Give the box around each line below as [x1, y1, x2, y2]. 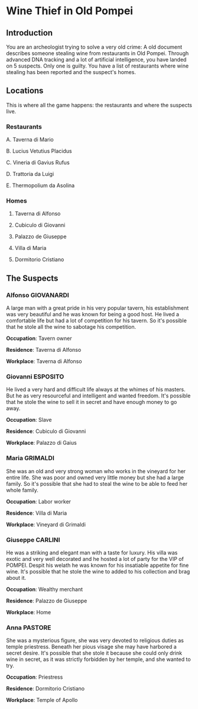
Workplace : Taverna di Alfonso [6, 358, 82, 365]
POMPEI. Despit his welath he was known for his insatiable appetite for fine [6, 562, 189, 569]
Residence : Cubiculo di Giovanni [6, 428, 86, 435]
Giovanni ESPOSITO [6, 373, 64, 381]
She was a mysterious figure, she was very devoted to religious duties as [6, 637, 184, 644]
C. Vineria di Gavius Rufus [6, 159, 70, 166]
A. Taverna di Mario [6, 136, 54, 143]
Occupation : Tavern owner [6, 335, 72, 342]
